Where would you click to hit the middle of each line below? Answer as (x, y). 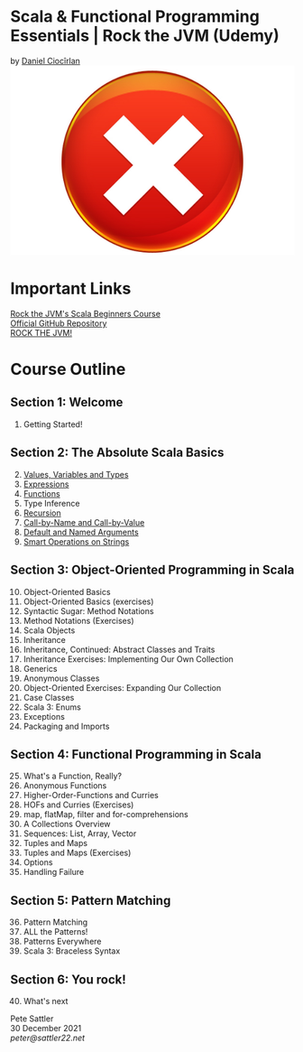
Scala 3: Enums (52, 707)
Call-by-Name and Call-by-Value (84, 522)
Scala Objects (49, 630)
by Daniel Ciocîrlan (45, 61)
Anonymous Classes (61, 678)
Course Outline (68, 370)
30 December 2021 (46, 1028)
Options (38, 862)
